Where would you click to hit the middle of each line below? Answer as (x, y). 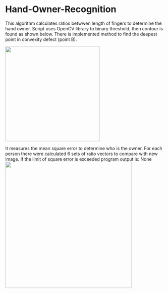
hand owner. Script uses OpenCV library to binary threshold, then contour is (84, 28)
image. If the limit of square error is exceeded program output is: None (79, 159)
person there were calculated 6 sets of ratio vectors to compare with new (81, 154)
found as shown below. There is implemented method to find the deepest (81, 34)
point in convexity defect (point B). (41, 39)
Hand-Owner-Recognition (61, 9)
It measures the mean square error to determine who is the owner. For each (84, 148)
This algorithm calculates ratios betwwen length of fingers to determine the (83, 23)
